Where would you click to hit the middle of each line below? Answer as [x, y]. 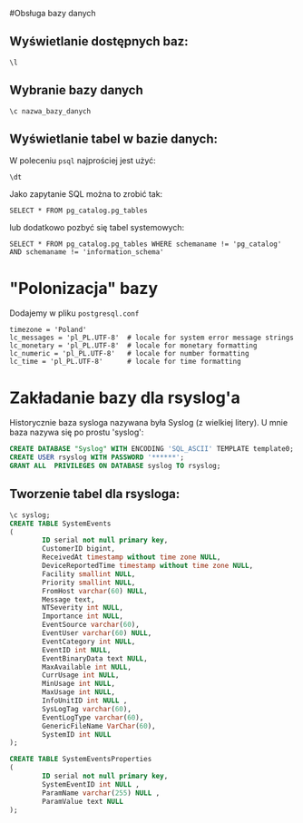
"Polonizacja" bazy [84, 288]
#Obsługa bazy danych [53, 13]
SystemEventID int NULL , [91, 784]
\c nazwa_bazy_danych [50, 111]
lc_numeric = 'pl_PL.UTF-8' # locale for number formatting [129, 354]
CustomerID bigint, [79, 549]
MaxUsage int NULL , [79, 692]
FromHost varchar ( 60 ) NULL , [95, 591]
